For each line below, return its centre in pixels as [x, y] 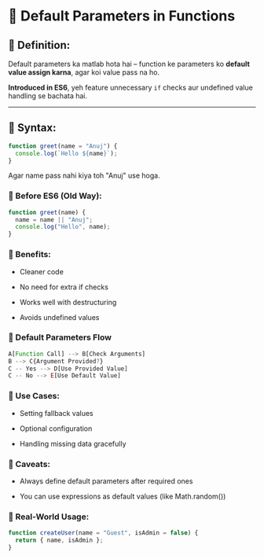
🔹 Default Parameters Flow [60, 337]
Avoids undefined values [59, 317]
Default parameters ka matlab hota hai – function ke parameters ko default [129, 64]
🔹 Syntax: [32, 128]
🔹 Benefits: [29, 255]
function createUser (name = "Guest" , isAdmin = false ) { [103, 533]
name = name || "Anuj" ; [54, 219]
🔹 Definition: [39, 45]
